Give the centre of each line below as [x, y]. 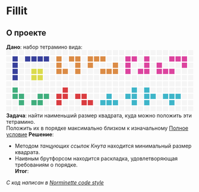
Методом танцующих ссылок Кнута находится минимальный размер [103, 146]
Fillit [17, 11]
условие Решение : [30, 135]
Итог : [22, 171]
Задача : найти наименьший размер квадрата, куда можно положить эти [99, 116]
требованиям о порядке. [46, 165]
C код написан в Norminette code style [55, 183]
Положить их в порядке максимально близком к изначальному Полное [97, 128]
